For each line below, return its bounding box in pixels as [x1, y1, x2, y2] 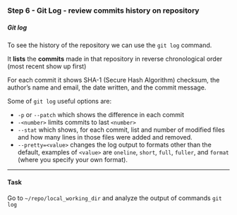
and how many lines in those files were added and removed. [17, 133, 193, 141]
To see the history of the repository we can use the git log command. [7, 41, 212, 49]
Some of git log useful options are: [7, 97, 111, 105]
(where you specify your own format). [17, 155, 128, 164]
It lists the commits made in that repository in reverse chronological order [7, 54, 223, 63]
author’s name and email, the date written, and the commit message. [7, 83, 207, 92]
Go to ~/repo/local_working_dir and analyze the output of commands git [7, 194, 222, 202]
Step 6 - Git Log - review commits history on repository [7, 6, 200, 16]
